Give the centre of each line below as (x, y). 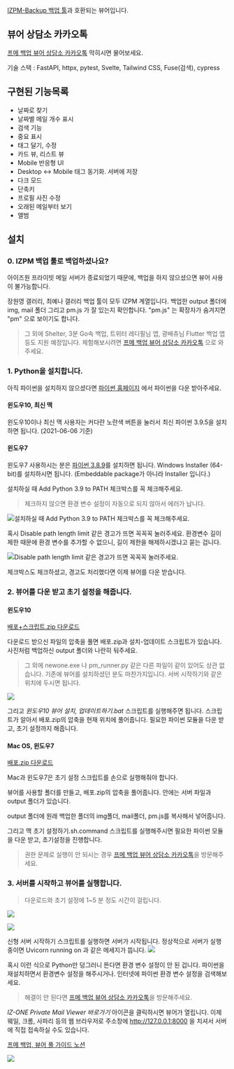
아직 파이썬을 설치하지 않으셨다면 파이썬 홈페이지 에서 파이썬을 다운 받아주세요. (115, 388)
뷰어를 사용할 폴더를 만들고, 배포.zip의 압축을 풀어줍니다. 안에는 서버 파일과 (109, 792)
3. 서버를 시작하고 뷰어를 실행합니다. (65, 883)
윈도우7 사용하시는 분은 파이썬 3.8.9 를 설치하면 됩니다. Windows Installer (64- (115, 465)
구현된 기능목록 (38, 92)
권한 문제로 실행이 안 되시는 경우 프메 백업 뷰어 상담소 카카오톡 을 (112, 854)
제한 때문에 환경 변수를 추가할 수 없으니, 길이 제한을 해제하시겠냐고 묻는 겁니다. (114, 543)
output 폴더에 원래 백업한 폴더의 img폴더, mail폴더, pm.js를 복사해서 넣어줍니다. (116, 816)
